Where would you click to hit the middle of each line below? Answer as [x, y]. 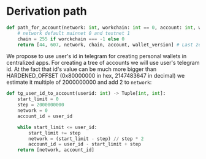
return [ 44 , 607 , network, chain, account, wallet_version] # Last [105, 45]
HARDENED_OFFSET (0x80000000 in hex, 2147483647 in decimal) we [96, 76]
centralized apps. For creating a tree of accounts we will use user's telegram [103, 63]
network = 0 [32, 111]
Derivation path [47, 11]
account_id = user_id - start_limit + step [85, 144]
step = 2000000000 [41, 105]
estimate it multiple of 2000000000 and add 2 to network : [79, 82]
